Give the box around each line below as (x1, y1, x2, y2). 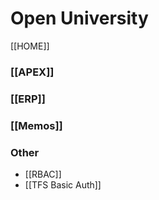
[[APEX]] (10, 65, 55, 79)
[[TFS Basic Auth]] (24, 179, 102, 191)
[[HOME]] (10, 40, 50, 52)
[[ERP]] (10, 92, 46, 106)
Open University (10, 7, 149, 30)
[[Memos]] (10, 118, 63, 132)
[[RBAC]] (24, 168, 62, 180)
